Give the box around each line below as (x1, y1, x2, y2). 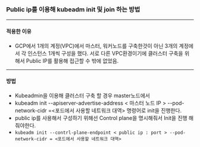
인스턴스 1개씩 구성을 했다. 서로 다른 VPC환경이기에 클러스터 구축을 (27, 50, 183, 57)
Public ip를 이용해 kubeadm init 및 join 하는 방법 (6, 5, 140, 13)
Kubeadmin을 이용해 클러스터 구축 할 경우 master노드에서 (14, 91, 151, 99)
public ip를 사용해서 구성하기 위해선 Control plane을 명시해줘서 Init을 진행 (14, 114, 187, 121)
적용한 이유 (6, 27, 32, 35)
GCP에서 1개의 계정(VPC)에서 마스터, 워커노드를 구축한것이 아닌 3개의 (14, 42, 178, 49)
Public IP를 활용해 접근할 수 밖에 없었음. (26, 57, 119, 64)
